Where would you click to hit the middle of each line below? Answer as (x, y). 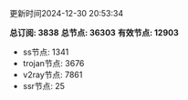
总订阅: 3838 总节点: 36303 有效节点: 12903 (94, 33)
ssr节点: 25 (44, 86)
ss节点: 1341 (46, 52)
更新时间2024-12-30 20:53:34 (67, 13)
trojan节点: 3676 (53, 63)
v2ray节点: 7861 (52, 75)
